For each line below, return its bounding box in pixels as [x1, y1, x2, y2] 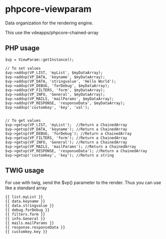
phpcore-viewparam [5, 3, 92, 15]
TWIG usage [5, 166, 45, 175]
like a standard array [5, 185, 47, 191]
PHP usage [5, 44, 40, 53]
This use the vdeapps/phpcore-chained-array [5, 29, 99, 35]
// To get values [5, 118, 41, 123]
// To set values [5, 66, 41, 71]
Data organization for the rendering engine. [5, 20, 94, 26]
